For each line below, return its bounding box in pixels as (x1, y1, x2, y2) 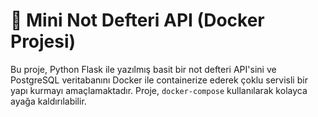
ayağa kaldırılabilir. (10, 95, 87, 107)
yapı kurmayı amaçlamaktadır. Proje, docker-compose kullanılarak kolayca (10, 84, 308, 96)
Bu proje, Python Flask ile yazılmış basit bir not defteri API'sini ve (10, 63, 277, 75)
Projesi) (10, 30, 77, 53)
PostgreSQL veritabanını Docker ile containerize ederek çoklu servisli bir (10, 74, 308, 86)
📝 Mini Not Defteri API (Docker (10, 9, 265, 32)
